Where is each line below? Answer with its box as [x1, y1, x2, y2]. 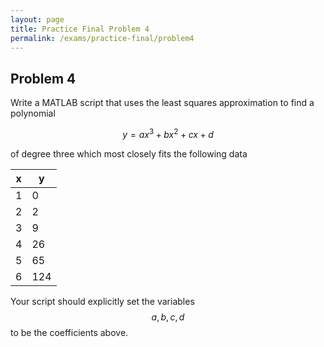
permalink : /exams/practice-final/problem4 [10, 33, 195, 43]
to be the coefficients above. [10, 326, 129, 338]
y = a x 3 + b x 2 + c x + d [122, 127, 214, 140]
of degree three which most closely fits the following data [10, 147, 248, 160]
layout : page [10, 14, 65, 25]
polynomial [10, 107, 56, 120]
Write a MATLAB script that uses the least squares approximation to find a [10, 97, 315, 109]
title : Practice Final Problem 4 [10, 24, 150, 34]
